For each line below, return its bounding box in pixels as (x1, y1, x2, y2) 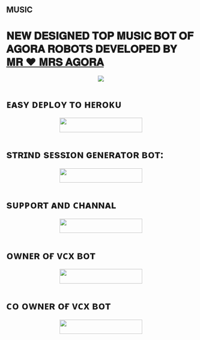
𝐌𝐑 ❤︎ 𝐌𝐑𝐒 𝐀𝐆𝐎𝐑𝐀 (6, 55, 104, 68)
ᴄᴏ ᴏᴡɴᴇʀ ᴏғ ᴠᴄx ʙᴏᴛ (6, 299, 111, 313)
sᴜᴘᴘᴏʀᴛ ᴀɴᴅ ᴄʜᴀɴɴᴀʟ (6, 198, 117, 212)
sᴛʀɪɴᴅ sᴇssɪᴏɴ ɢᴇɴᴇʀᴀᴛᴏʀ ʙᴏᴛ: (6, 147, 164, 161)
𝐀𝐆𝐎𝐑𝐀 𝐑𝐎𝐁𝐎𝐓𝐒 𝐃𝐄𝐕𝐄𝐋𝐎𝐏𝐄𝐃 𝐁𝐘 (6, 42, 177, 56)
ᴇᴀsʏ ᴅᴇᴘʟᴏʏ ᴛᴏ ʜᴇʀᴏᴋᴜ (6, 97, 122, 111)
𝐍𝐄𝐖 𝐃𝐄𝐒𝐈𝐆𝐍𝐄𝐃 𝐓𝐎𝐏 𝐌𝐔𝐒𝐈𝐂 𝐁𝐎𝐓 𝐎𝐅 (6, 29, 194, 43)
